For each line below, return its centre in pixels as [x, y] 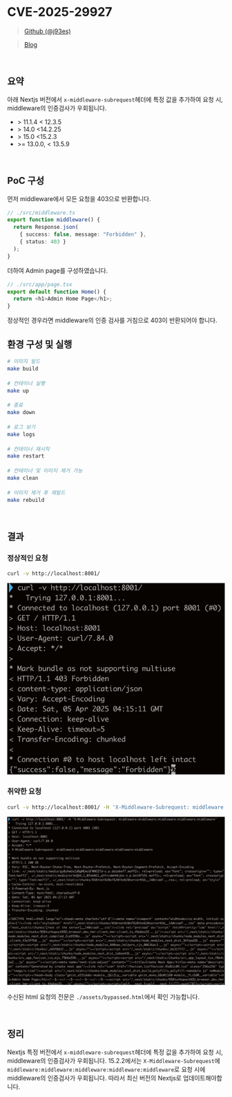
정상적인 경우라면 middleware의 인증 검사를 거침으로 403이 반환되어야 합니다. [112, 320]
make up [18, 391]
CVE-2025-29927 [60, 12]
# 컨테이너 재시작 [29, 449]
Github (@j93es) [47, 31]
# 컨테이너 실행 [26, 383]
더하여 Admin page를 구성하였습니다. [58, 270]
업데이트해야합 [202, 1078]
